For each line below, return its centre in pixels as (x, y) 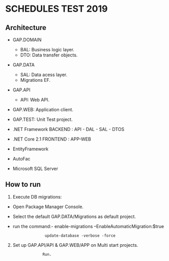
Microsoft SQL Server (35, 169)
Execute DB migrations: (37, 197)
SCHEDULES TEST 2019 (57, 9)
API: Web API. (35, 100)
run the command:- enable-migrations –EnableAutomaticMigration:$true (88, 226)
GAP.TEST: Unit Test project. (43, 119)
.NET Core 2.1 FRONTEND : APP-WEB (52, 139)
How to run (23, 185)
